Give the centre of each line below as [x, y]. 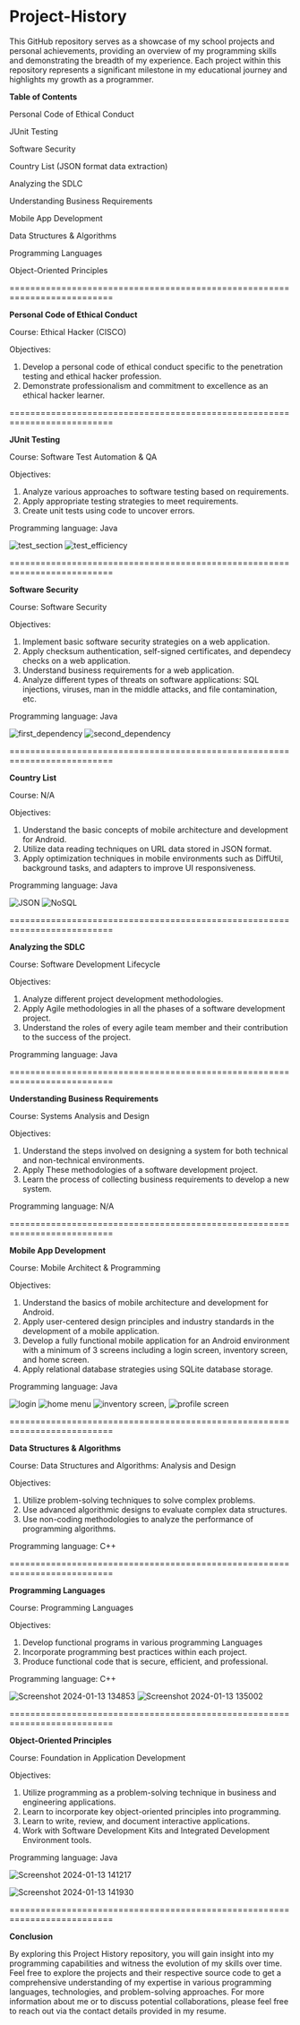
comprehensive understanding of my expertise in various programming [141, 1982]
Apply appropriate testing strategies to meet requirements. [130, 501]
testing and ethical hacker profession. [92, 376]
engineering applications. [69, 1802]
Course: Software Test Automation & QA [83, 457]
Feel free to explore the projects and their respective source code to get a [146, 1972]
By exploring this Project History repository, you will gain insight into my [142, 1953]
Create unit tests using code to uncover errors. [108, 510]
